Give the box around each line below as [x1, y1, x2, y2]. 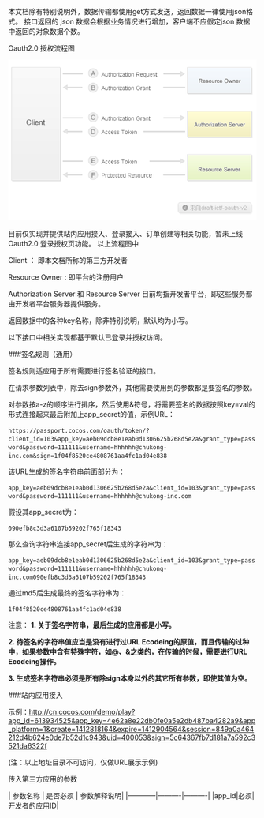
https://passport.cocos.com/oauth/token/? [8, 427, 150, 435]
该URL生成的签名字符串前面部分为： [8, 467, 126, 476]
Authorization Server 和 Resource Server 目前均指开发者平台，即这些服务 [8, 289, 246, 298]
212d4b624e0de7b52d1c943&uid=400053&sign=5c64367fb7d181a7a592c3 [8, 733, 256, 742]
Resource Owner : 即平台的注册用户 [8, 272, 124, 282]
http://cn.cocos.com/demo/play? [28, 707, 136, 717]
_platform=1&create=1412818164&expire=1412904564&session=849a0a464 [8, 725, 255, 734]
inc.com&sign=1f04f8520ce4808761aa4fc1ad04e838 [8, 452, 168, 460]
